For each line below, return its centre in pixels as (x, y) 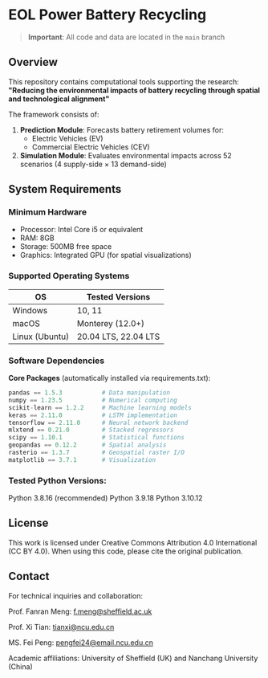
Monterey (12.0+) (110, 323)
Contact (29, 576)
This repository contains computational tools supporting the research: (124, 81)
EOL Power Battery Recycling (108, 15)
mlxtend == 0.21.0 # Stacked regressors (91, 430)
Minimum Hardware (47, 212)
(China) (21, 666)
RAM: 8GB (37, 238)
